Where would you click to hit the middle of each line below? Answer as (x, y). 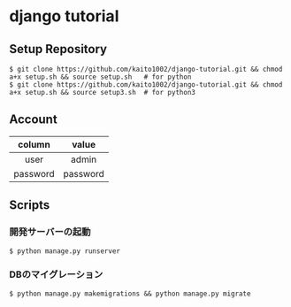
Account (33, 120)
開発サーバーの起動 (50, 232)
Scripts (30, 205)
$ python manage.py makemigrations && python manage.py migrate (130, 294)
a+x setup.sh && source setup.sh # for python (100, 77)
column (34, 144)
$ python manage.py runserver (65, 251)
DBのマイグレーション (56, 274)
